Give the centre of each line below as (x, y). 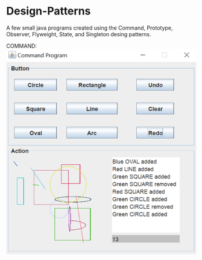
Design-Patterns (49, 11)
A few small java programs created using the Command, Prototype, (90, 28)
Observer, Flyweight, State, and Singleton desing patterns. (79, 34)
